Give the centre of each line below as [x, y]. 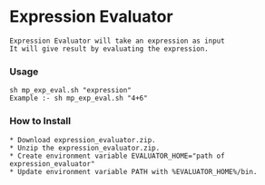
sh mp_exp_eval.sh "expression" [70, 91]
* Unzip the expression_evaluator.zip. [85, 148]
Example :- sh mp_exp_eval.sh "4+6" [79, 98]
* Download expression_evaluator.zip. [83, 140]
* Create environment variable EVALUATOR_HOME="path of [117, 156]
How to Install [40, 122]
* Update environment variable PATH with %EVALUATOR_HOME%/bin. [133, 171]
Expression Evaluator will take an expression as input [117, 41]
